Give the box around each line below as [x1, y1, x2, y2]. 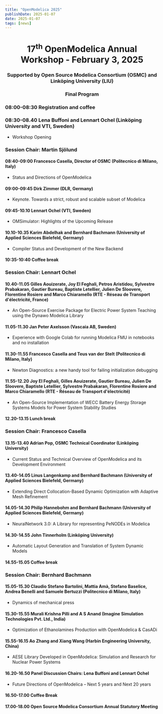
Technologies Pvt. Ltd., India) [5, 616, 66, 622]
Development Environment [12, 461, 66, 467]
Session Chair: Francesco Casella [5, 428, 86, 435]
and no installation [12, 340, 49, 346]
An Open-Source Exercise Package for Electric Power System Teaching [12, 307, 156, 313]
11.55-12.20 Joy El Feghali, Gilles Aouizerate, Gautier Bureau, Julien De [5, 378, 151, 384]
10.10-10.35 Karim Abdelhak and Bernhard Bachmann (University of [5, 229, 145, 235]
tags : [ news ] [5, 20, 32, 26]
